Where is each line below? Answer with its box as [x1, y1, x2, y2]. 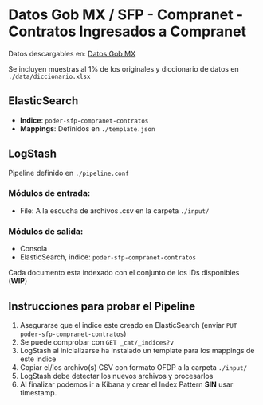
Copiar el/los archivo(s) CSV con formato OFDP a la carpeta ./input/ [19, 362, 248, 372]
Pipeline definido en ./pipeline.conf [8, 168, 129, 177]
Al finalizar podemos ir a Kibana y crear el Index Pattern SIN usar [19, 380, 234, 389]
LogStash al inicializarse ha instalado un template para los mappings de [19, 345, 255, 355]
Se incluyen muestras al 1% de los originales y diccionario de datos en [8, 64, 239, 73]
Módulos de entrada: [8, 188, 91, 199]
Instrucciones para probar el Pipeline [8, 299, 196, 313]
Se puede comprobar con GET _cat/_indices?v [19, 337, 174, 347]
